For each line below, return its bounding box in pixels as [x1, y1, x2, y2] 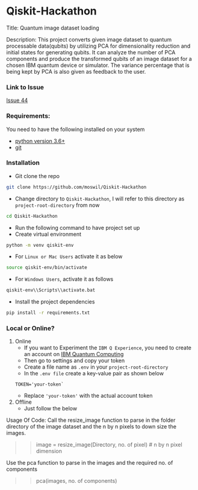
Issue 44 [6, 97, 28, 104]
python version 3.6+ [14, 137, 65, 144]
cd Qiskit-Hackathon [6, 213, 58, 219]
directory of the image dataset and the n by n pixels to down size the [6, 423, 176, 430]
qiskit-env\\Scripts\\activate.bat [6, 287, 96, 293]
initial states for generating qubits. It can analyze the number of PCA [6, 48, 176, 56]
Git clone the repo [14, 172, 60, 179]
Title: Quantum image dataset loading [6, 24, 99, 31]
